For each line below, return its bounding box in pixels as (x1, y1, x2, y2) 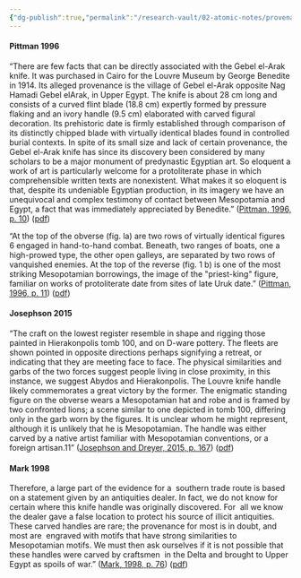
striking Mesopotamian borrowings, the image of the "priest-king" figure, (9, 268, 279, 279)
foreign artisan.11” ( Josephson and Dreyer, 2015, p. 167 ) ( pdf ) (9, 443, 235, 453)
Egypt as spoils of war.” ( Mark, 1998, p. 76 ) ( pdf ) (9, 559, 188, 570)
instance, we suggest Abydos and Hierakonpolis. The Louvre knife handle (9, 375, 281, 386)
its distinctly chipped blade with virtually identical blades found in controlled (9, 127, 289, 138)
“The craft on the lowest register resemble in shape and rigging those (9, 328, 266, 339)
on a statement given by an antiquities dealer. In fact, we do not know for (9, 492, 279, 503)
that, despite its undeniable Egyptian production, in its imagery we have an (9, 185, 285, 195)
